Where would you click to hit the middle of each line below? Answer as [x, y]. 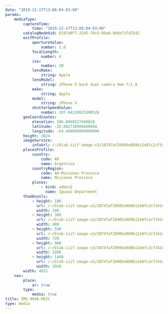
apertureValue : [48, 43]
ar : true [41, 285]
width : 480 [48, 224]
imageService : [38, 140]
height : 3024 [37, 136]
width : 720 [48, 238]
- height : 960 [46, 243]
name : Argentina [58, 164]
